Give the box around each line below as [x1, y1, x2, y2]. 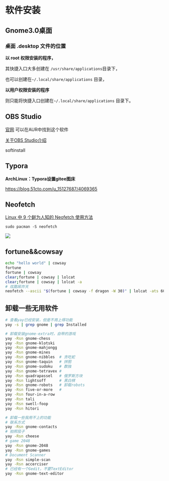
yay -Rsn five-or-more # [5, 388, 62, 393]
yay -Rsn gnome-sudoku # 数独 [5, 364, 71, 369]
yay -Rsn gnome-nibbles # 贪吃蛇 [5, 355, 75, 360]
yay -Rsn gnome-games [5, 448, 51, 453]
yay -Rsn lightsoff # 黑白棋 [5, 378, 75, 383]
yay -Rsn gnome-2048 [5, 443, 49, 448]
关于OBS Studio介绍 [5, 137, 47, 143]
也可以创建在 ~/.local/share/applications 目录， [5, 76, 107, 82]
